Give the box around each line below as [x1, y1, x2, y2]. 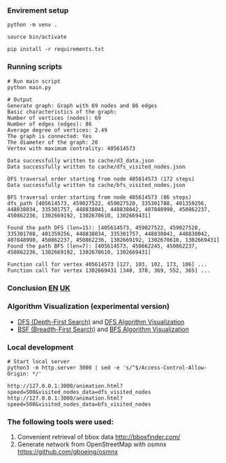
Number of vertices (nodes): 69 [7, 114, 101, 121]
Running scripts [7, 62, 63, 72]
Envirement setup [7, 6, 69, 15]
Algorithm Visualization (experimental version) [7, 302, 169, 312]
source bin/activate [7, 33, 68, 40]
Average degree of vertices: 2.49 [7, 126, 108, 134]
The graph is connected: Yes [7, 132, 92, 139]
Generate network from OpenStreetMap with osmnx [17, 440, 167, 448]
